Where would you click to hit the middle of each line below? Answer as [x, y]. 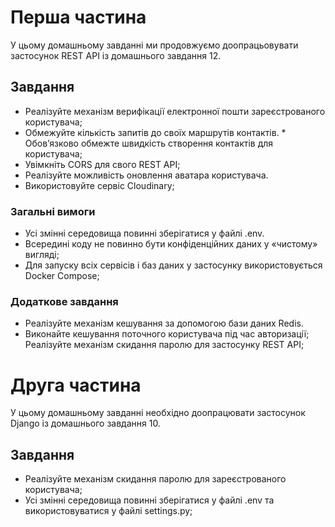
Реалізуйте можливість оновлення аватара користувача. [146, 175]
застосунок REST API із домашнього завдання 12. [116, 55]
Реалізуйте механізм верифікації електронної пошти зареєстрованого [175, 111]
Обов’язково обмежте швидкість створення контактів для [149, 143]
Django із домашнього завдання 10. [85, 423]
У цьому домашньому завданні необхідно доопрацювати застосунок [158, 413]
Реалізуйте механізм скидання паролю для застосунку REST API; [164, 345]
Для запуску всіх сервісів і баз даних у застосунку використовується [173, 265]
